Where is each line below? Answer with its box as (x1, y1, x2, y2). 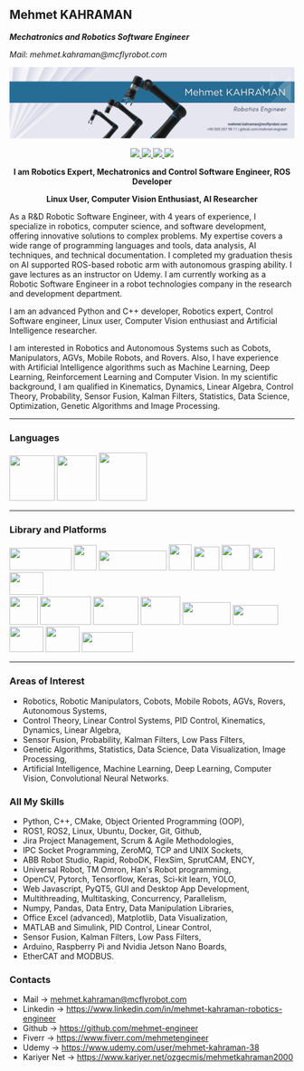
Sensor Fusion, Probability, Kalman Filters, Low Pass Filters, (22, 734, 246, 745)
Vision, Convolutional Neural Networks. (22, 773, 169, 784)
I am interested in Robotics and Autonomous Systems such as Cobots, (9, 342, 271, 353)
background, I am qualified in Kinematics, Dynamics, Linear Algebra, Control (9, 381, 294, 392)
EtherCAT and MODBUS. (22, 951, 115, 961)
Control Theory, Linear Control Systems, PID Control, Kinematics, (22, 715, 266, 725)
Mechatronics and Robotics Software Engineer (9, 31, 190, 42)
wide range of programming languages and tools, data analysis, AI (9, 239, 257, 250)
